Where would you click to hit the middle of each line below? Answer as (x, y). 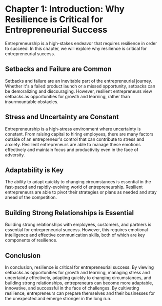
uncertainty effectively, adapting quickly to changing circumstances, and (78, 278)
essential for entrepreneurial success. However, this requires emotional (77, 230)
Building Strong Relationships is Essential (70, 213)
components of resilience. (31, 240)
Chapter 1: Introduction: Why (65, 9)
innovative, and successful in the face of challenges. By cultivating (72, 288)
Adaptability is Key (34, 170)
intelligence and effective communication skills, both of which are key (75, 235)
